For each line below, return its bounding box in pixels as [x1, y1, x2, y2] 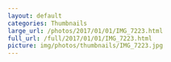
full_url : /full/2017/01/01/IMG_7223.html [7, 34, 152, 43]
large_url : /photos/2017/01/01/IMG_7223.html [7, 27, 163, 35]
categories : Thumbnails [7, 19, 88, 27]
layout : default [7, 11, 62, 20]
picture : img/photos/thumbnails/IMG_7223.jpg [7, 42, 163, 50]
